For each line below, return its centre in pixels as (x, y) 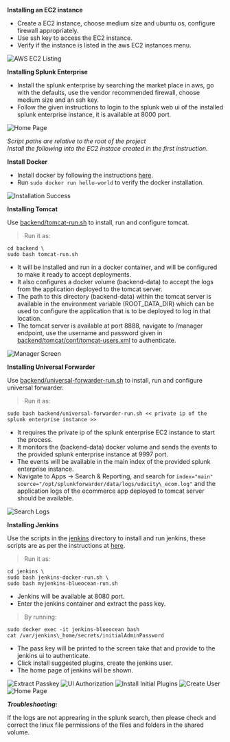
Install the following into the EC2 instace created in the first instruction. (107, 148)
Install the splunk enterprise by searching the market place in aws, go (115, 85)
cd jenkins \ (26, 571)
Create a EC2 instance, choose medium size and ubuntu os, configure (116, 23)
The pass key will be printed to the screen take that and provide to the (116, 648)
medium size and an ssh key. (58, 100)
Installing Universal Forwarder (51, 367)
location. (30, 318)
